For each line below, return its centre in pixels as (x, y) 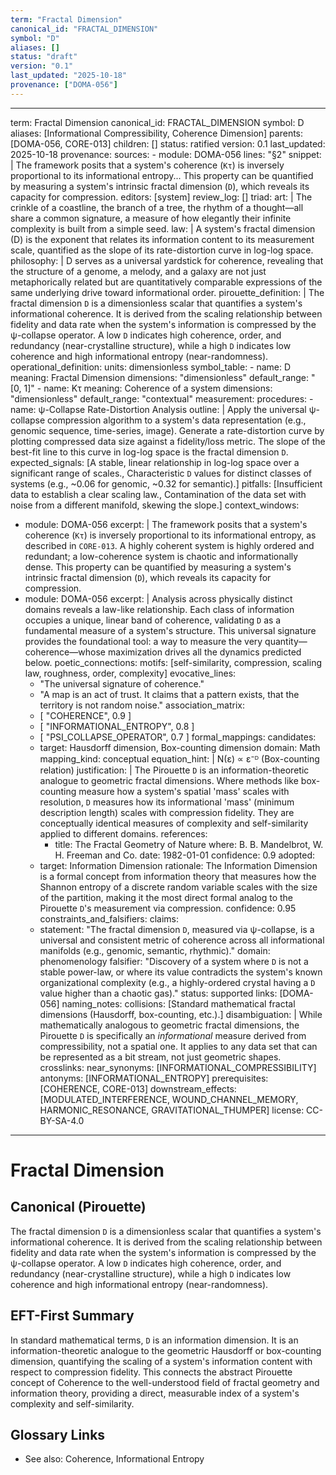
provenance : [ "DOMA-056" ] (64, 85)
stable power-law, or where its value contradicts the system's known (181, 972)
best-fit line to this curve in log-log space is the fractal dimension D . (149, 452)
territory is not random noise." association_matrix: (142, 705)
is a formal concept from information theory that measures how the (178, 876)
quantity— (286, 641)
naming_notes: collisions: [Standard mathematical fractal (178, 1003)
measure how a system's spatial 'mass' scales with (184, 791)
